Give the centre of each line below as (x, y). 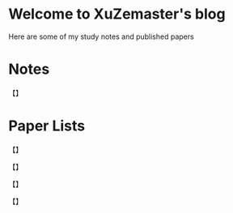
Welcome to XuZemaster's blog (117, 14)
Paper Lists (47, 126)
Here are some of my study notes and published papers (101, 36)
